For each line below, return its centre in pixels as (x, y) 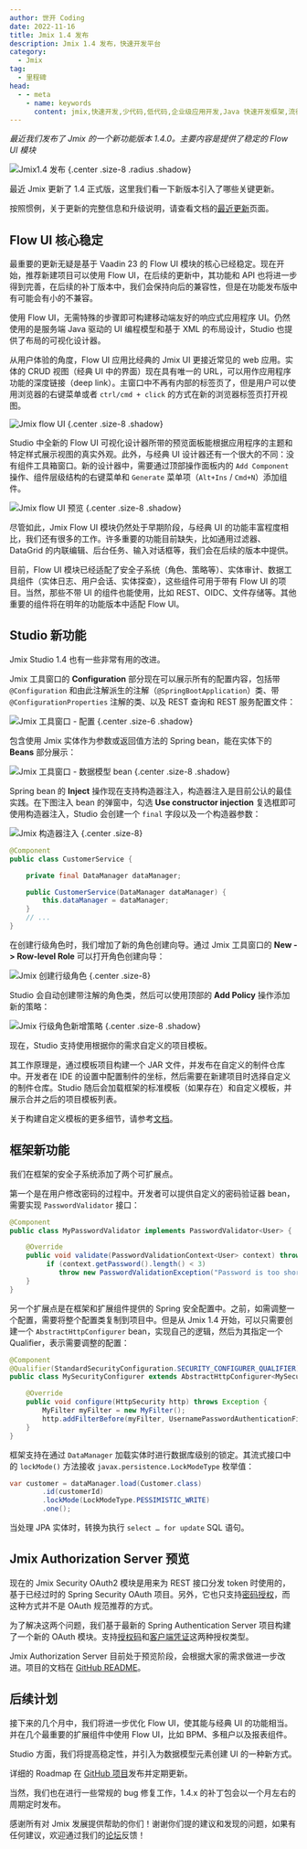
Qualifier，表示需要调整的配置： (69, 1342)
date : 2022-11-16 (42, 27)
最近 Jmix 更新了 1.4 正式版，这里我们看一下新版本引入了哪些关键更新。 (144, 189)
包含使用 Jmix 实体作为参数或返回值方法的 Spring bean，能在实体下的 (141, 740)
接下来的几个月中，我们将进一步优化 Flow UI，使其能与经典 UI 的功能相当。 (151, 1723)
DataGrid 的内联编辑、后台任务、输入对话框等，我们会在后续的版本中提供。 (152, 551)
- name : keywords (59, 103)
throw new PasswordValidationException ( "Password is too (169, 1273)
